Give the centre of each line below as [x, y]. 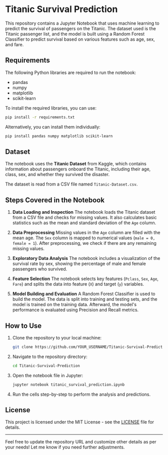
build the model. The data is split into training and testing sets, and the [85, 299]
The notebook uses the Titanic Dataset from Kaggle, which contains [76, 164]
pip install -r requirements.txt [40, 117]
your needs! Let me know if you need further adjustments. [65, 447]
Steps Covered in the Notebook [55, 200]
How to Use [23, 326]
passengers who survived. [40, 269]
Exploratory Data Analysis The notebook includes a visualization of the [86, 258]
